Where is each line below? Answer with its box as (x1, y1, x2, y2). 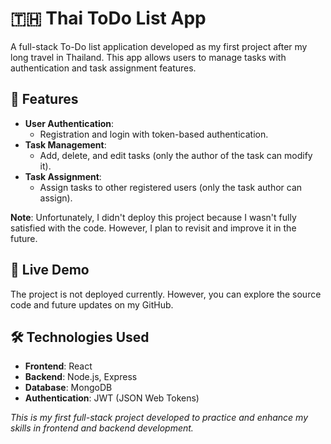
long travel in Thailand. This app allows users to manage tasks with (10, 51, 287, 63)
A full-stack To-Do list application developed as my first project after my (10, 40, 308, 52)
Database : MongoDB (24, 382, 113, 394)
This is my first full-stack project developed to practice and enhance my (10, 412, 309, 424)
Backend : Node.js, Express (24, 371, 138, 383)
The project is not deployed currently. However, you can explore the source (10, 288, 322, 300)
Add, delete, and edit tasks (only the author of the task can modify (39, 149, 313, 161)
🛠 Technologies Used (10, 328, 150, 346)
